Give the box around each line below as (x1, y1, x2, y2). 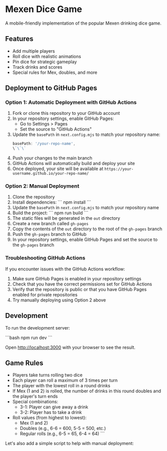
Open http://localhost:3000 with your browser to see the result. (5, 344, 136, 350)
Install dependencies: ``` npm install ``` (12, 199, 91, 205)
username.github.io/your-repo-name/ (12, 171, 89, 176)
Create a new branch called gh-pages (12, 221, 89, 227)
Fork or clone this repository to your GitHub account (12, 110, 120, 116)
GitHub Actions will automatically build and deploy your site (12, 161, 135, 167)
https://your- (104, 167, 134, 172)
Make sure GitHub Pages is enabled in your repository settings (12, 275, 141, 281)
